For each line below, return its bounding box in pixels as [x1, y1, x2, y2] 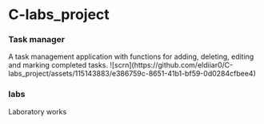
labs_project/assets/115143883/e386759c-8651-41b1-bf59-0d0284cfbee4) [8, 69, 256, 79]
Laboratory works [8, 107, 67, 116]
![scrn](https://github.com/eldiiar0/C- [109, 60, 234, 70]
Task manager [8, 34, 66, 45]
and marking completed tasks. [8, 60, 109, 70]
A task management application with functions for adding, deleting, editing [8, 52, 254, 61]
